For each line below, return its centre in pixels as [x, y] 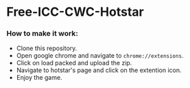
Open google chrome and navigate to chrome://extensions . [100, 56]
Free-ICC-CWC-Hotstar [75, 12]
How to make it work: [42, 34]
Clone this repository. [47, 48]
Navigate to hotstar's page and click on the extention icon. [99, 70]
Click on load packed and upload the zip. [74, 63]
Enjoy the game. [39, 78]
